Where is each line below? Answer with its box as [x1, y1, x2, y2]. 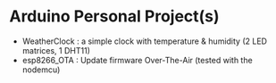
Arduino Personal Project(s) [9, 6, 221, 27]
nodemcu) [21, 64, 61, 75]
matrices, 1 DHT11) [21, 45, 91, 55]
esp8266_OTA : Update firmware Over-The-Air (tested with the [21, 54, 253, 65]
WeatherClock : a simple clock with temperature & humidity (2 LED [21, 36, 268, 46]
